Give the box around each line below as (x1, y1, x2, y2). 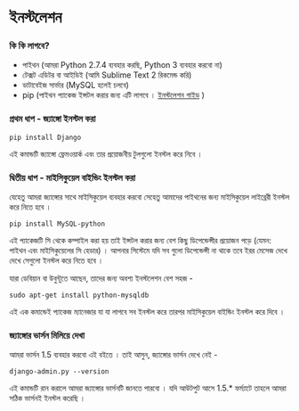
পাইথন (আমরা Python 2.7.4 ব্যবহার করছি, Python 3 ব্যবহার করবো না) (21, 60, 222, 70)
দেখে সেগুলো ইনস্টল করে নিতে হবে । (9, 255, 104, 266)
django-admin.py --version (9, 367, 109, 376)
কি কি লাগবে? (9, 39, 51, 52)
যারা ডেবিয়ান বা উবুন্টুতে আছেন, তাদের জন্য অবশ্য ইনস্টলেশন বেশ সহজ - (9, 273, 194, 284)
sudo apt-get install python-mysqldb (9, 291, 149, 300)
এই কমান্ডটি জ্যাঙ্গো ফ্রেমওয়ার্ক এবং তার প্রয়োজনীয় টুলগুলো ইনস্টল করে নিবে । (9, 148, 203, 159)
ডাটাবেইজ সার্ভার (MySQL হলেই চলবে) (21, 79, 129, 91)
